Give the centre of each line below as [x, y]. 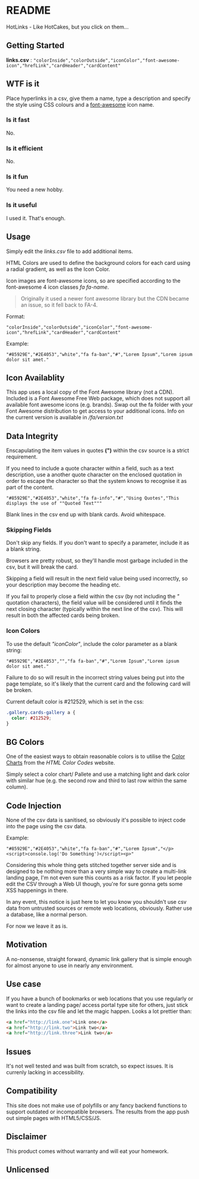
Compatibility [32, 1091]
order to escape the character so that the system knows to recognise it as [97, 481]
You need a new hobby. [35, 190]
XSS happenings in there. [37, 890]
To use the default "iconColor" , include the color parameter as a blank [92, 644]
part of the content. [30, 487]
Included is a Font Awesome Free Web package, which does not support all [98, 398]
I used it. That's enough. [36, 218]
